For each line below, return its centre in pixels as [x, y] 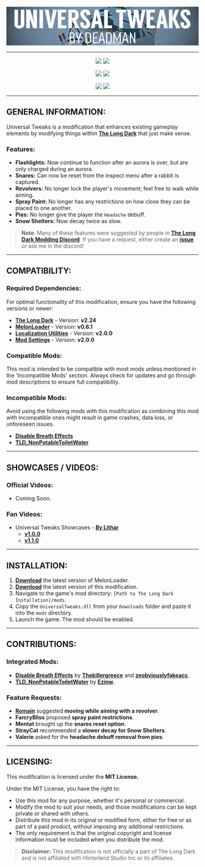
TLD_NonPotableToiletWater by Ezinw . [65, 681]
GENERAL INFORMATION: [56, 112]
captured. [27, 182]
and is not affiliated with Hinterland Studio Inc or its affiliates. [98, 858]
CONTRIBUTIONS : [41, 644]
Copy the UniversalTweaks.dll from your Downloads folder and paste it [103, 606]
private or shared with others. [52, 813]
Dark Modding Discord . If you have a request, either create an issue [107, 239]
